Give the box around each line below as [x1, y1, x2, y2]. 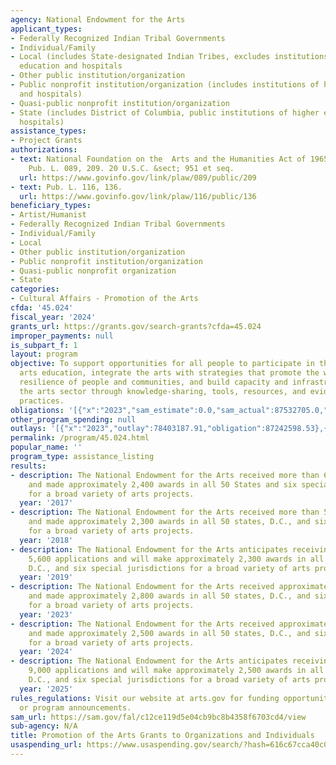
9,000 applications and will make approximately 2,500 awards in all [28, 666, 325, 676]
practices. [19, 396, 65, 406]
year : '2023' [19, 609, 74, 620]
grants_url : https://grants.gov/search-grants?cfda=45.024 [10, 321, 262, 331]
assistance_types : [10, 126, 87, 136]
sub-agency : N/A [10, 721, 78, 731]
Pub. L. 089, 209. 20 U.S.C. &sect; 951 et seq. [28, 163, 235, 173]
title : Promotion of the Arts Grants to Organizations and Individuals [10, 731, 315, 741]
